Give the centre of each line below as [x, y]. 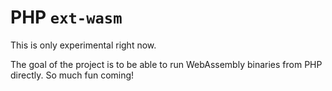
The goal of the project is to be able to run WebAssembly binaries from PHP [166, 64]
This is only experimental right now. [83, 45]
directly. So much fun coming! [72, 75]
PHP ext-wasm [66, 17]
